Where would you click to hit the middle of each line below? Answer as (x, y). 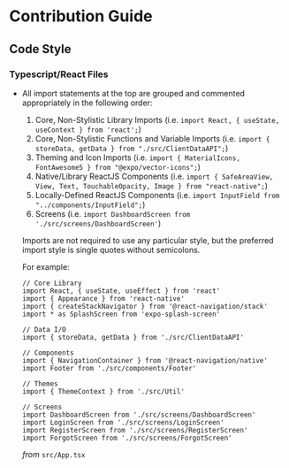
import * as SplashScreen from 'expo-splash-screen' (121, 314)
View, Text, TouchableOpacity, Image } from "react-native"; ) (151, 185)
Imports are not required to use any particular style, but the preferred (148, 240)
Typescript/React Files (59, 74)
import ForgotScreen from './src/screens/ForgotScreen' (127, 438)
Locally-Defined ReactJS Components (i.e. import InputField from (157, 195)
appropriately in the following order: (87, 103)
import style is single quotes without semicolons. (111, 249)
